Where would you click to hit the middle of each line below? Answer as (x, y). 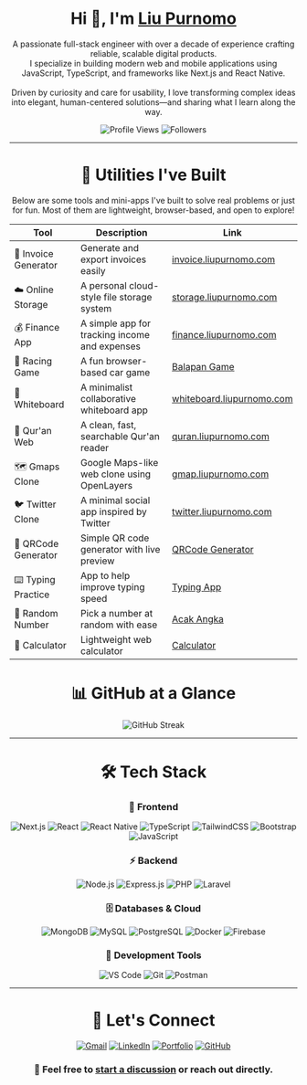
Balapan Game (203, 366)
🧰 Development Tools (153, 955)
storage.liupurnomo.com (225, 297)
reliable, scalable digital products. (153, 53)
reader (95, 448)
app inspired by (114, 511)
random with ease (119, 625)
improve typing (113, 586)
